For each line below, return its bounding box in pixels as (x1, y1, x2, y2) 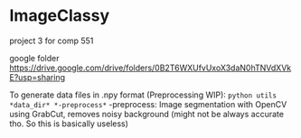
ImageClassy (9, 5, 110, 26)
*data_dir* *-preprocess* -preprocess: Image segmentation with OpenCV (9, 98, 287, 109)
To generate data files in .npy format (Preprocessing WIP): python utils (9, 89, 277, 100)
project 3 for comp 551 (9, 35, 94, 46)
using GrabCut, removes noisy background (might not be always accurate (9, 108, 285, 119)
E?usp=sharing (9, 71, 66, 82)
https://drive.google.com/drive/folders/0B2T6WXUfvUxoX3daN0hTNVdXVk (9, 62, 292, 73)
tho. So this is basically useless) (9, 118, 129, 129)
